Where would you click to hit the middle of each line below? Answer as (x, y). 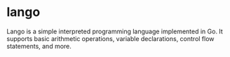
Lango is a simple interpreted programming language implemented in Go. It (115, 31)
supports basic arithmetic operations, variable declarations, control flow (110, 38)
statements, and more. (39, 46)
